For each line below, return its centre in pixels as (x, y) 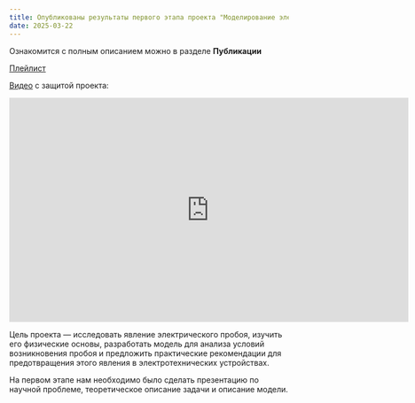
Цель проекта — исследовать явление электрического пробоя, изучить (146, 334)
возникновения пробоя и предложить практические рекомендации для (145, 353)
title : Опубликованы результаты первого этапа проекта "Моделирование (142, 17)
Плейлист (27, 68)
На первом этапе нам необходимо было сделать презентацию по (134, 380)
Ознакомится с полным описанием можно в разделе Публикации (136, 50)
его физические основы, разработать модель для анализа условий (137, 344)
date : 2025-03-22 (41, 26)
